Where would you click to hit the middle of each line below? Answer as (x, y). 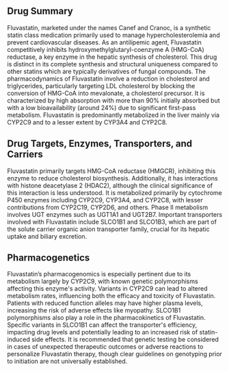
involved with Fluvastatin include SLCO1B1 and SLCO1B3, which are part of (112, 222)
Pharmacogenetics (49, 258)
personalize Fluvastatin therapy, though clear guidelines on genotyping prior (114, 354)
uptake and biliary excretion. (47, 236)
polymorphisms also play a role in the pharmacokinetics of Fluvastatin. (107, 318)
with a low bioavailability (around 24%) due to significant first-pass (102, 107)
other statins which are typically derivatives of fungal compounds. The (107, 71)
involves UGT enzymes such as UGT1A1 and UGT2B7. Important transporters (115, 214)
